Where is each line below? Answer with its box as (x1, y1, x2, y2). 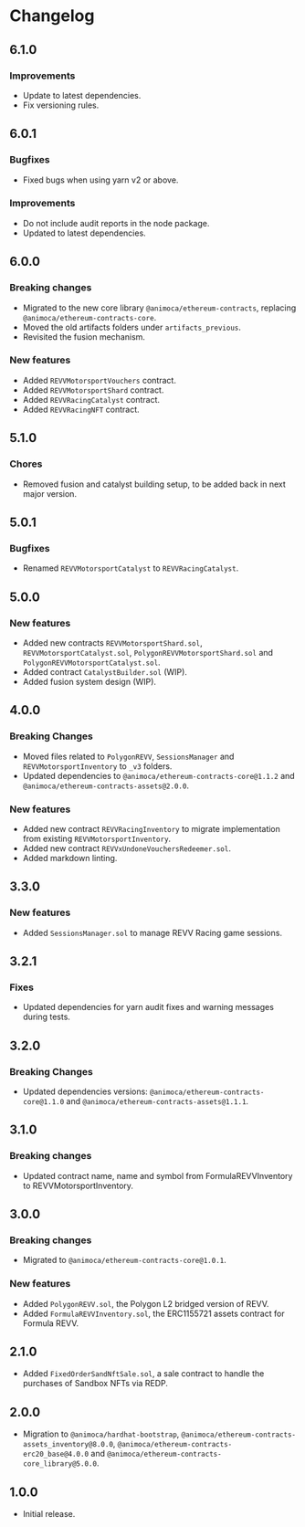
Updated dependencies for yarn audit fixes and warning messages (22, 1002, 274, 1013)
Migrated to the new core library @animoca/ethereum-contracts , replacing (22, 302, 297, 313)
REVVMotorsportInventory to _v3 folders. (22, 760, 173, 772)
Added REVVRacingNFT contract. (22, 404, 140, 415)
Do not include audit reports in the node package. (22, 217, 210, 228)
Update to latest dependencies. (22, 90, 142, 100)
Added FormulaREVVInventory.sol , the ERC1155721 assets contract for (22, 1308, 285, 1319)
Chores (9, 458, 43, 470)
